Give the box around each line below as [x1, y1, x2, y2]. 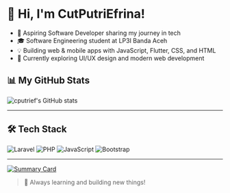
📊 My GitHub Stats [7, 75, 90, 86]
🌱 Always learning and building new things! [23, 178, 146, 186]
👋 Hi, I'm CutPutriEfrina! [7, 6, 145, 22]
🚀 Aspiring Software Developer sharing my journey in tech [16, 29, 181, 37]
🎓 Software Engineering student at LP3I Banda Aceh [16, 36, 168, 44]
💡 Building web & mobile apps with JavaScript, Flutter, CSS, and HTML [16, 46, 216, 54]
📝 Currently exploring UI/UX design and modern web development [16, 54, 205, 62]
